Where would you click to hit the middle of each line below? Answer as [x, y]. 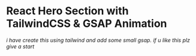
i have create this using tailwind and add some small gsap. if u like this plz [98, 40]
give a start [20, 46]
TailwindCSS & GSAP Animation [87, 24]
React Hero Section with [67, 11]
